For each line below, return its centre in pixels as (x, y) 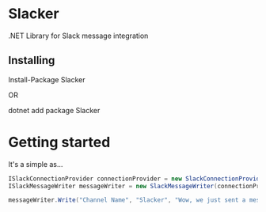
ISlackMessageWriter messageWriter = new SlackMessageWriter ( (113, 186)
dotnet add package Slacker (54, 110)
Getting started (59, 142)
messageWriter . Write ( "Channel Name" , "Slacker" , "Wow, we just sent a (127, 200)
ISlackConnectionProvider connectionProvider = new (95, 179)
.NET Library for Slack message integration (78, 36)
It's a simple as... (36, 164)
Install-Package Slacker (47, 79)
